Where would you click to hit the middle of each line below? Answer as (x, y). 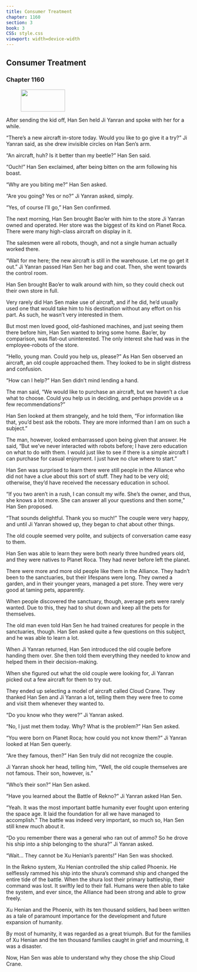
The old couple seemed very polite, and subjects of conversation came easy (99, 535)
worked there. (23, 249)
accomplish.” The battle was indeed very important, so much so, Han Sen (95, 820)
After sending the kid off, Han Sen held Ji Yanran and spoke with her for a (95, 120)
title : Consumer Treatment (39, 12)
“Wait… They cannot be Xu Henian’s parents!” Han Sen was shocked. (90, 855)
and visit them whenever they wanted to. (55, 703)
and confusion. (24, 369)
